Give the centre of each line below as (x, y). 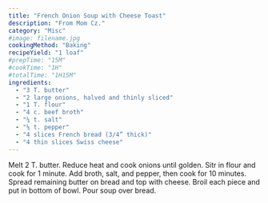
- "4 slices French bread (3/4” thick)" (84, 134)
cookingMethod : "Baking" (50, 46)
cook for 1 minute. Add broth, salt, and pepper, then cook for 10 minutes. (127, 173)
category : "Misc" (37, 30)
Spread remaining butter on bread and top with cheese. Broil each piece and (134, 181)
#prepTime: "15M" (37, 61)
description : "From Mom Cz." (57, 23)
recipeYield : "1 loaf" (46, 53)
